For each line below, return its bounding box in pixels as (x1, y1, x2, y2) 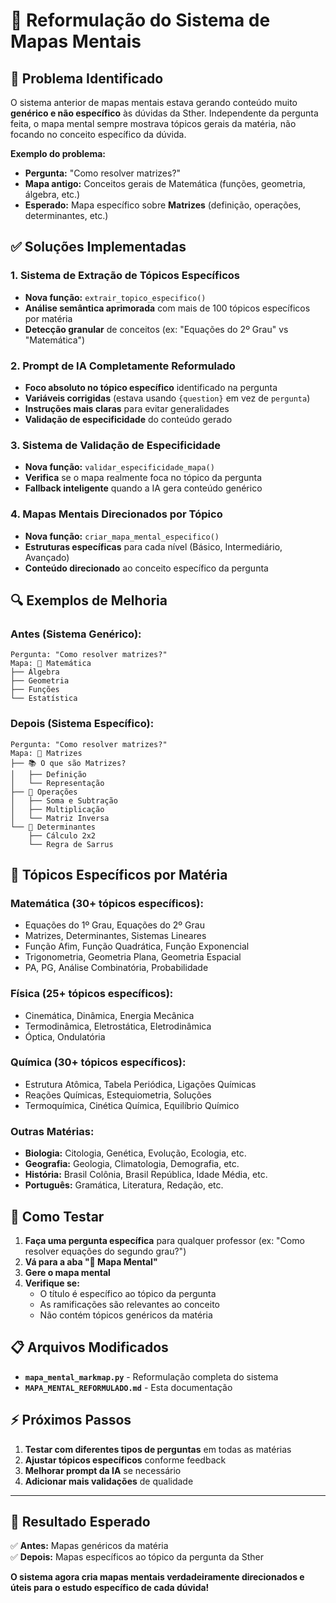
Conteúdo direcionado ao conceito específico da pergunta (24, 562, 269, 574)
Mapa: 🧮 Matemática (10, 659, 92, 669)
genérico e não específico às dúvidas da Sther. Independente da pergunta (10, 107, 319, 119)
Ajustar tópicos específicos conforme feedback (24, 1454, 227, 1466)
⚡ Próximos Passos (10, 1412, 132, 1429)
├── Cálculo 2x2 (28, 830, 97, 841)
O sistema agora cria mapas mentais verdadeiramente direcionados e (10, 1571, 305, 1583)
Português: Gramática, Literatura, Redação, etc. (24, 1179, 224, 1191)
